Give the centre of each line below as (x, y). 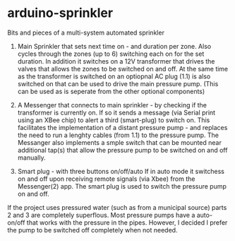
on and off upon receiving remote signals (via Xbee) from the (106, 179)
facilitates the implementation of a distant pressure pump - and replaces (122, 127)
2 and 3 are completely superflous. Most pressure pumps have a (101, 215)
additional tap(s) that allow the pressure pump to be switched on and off (122, 150)
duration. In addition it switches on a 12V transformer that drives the (116, 61)
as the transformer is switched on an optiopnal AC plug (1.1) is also (114, 76)
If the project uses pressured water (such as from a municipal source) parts (117, 207)
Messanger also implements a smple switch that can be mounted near (120, 142)
